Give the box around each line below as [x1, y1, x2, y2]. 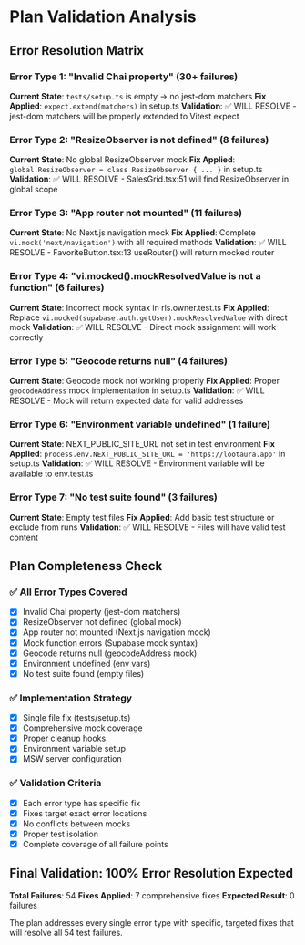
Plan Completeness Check [9, 558, 163, 574]
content [9, 532, 39, 543]
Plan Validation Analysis [9, 6, 197, 27]
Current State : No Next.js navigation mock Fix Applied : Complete [9, 227, 257, 238]
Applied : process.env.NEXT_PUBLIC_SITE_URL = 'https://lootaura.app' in [9, 449, 286, 460]
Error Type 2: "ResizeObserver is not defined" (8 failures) [9, 133, 269, 146]
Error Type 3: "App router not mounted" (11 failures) [9, 207, 243, 220]
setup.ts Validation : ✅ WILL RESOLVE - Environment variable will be [9, 458, 266, 469]
